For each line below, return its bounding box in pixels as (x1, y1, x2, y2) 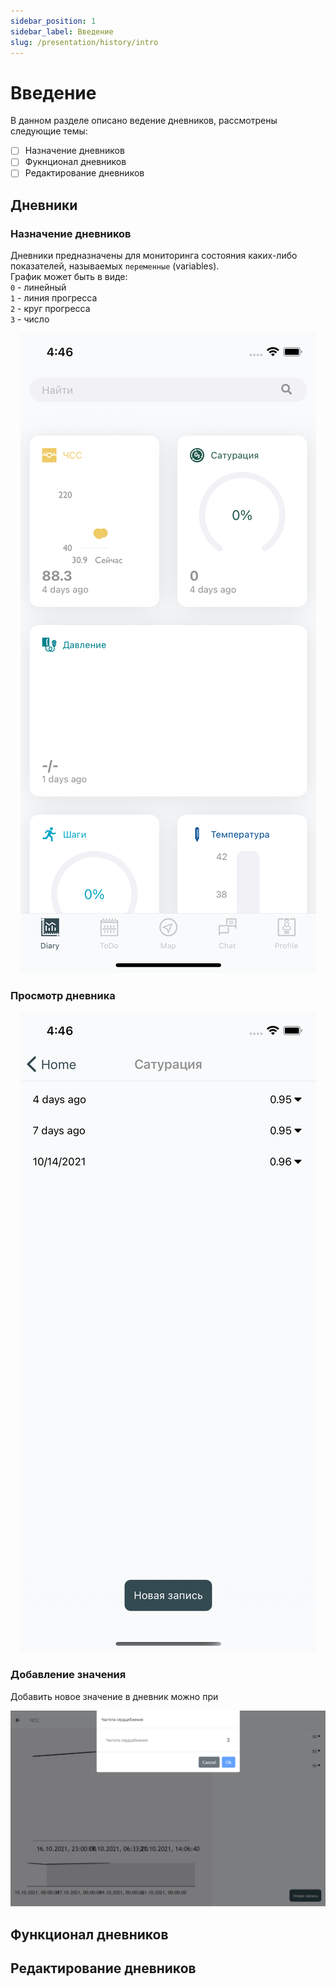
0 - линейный (10, 281, 67, 294)
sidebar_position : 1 (10, 16, 97, 26)
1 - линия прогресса (10, 292, 98, 304)
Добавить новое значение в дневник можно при (10, 1690, 219, 1702)
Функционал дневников (10, 1926, 169, 1943)
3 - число (10, 313, 50, 325)
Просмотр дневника (10, 989, 116, 1003)
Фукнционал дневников (24, 156, 127, 168)
